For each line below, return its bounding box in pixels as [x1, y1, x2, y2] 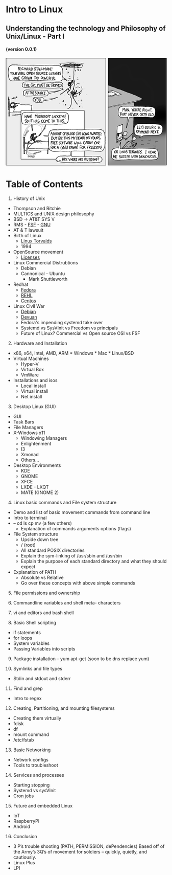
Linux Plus [13, 859, 35, 865]
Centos [20, 298, 36, 304]
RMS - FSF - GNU [13, 221, 51, 228]
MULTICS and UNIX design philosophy [13, 211, 94, 217]
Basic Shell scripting [13, 619, 57, 625]
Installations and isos [13, 377, 58, 383]
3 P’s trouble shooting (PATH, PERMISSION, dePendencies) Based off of [13, 843, 165, 849]
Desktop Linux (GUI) [13, 403, 56, 410]
